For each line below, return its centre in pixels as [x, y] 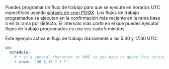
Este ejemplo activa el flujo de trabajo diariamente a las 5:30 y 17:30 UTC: [81, 38]
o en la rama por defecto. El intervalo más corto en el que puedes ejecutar [82, 23]
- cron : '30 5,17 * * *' [41, 62]
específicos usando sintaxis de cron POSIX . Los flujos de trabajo [72, 13]
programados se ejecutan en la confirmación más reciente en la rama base [83, 18]
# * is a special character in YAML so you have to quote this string [90, 57]
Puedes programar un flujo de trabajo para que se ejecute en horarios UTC [83, 7]
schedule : [20, 52]
